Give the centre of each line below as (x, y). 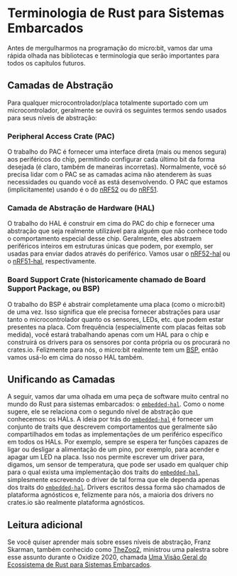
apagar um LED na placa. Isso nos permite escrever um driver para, (106, 457)
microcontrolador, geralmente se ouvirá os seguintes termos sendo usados (117, 110)
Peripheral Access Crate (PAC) (61, 136)
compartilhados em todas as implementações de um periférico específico (115, 434)
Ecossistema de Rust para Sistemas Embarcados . (80, 565)
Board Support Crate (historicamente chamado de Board (106, 280)
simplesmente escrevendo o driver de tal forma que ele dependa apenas (114, 480)
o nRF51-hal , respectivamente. (52, 261)
